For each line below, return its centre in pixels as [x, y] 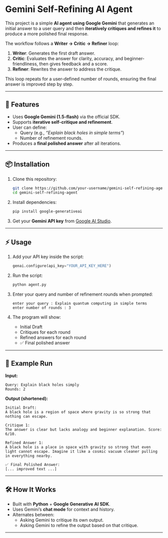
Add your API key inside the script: [48, 257]
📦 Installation [27, 165]
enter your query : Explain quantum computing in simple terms [80, 303]
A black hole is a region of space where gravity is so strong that [78, 412]
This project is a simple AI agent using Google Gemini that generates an [80, 23]
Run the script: [27, 275]
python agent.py [29, 285]
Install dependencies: [34, 202]
